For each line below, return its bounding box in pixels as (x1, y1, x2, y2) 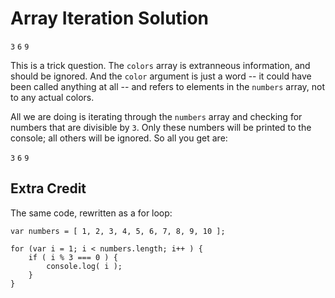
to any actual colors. (10, 91, 95, 103)
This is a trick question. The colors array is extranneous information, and (10, 59, 311, 71)
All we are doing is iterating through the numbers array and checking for (10, 110, 303, 122)
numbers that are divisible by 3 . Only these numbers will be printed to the (10, 121, 312, 133)
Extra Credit (10, 180, 87, 197)
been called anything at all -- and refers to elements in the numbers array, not (10, 80, 326, 92)
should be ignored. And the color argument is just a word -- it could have (10, 70, 312, 82)
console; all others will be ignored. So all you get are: (10, 132, 228, 144)
